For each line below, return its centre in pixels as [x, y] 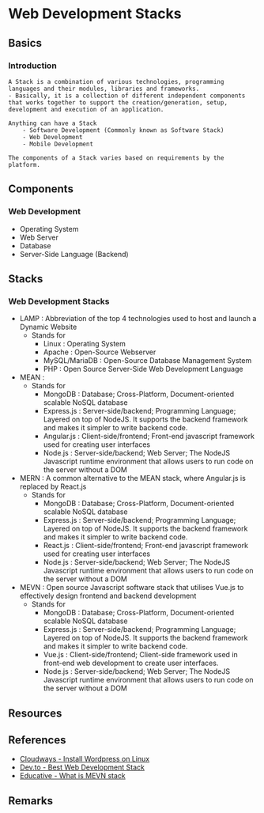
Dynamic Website [48, 327]
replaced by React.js [53, 486]
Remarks [31, 801]
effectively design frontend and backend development [108, 596]
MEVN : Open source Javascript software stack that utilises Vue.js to [132, 588]
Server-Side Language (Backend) [74, 254]
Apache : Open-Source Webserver [100, 352]
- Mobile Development [58, 144]
